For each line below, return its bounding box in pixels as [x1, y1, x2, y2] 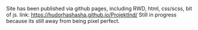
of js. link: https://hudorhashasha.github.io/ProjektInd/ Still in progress [6, 11, 177, 18]
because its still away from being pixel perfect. [6, 18, 120, 24]
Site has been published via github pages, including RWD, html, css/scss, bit [6, 5, 192, 12]
